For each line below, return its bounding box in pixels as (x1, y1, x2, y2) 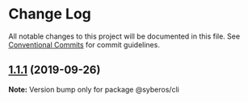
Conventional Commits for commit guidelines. (8, 39, 160, 49)
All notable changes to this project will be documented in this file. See (8, 31, 241, 41)
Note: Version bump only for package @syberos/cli (8, 84, 179, 94)
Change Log (8, 5, 91, 23)
